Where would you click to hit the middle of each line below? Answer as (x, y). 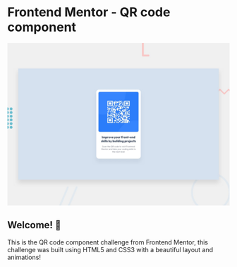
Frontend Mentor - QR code (89, 12)
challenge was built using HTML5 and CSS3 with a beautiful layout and (110, 249)
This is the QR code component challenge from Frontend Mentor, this (108, 242)
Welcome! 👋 (34, 225)
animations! (24, 257)
